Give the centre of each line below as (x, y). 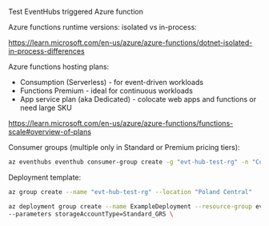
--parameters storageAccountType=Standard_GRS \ (91, 214)
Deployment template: (45, 177)
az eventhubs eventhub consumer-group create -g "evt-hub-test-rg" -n (128, 162)
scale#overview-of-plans (50, 132)
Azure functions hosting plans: (59, 67)
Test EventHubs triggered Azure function (76, 12)
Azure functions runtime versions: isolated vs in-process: (103, 27)
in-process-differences (47, 51)
